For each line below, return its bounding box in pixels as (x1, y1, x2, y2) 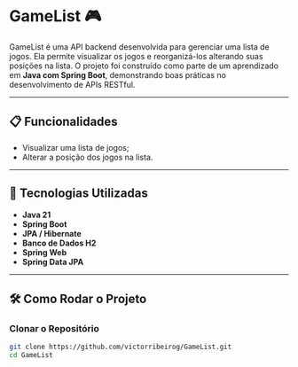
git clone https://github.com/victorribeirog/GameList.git (9, 342, 232, 352)
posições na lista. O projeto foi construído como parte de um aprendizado (9, 60, 279, 71)
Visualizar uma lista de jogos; (21, 142, 129, 152)
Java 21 (21, 209, 51, 220)
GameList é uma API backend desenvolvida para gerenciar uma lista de (9, 41, 271, 52)
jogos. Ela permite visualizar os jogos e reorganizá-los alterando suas (9, 51, 263, 61)
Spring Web (21, 246, 67, 257)
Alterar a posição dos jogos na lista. (21, 152, 153, 162)
